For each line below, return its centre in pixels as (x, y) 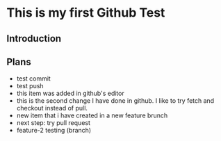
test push (30, 86)
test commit (34, 78)
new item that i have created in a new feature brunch (92, 115)
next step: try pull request (54, 123)
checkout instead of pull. (52, 108)
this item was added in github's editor (70, 93)
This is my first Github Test (86, 13)
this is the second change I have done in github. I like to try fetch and (115, 101)
